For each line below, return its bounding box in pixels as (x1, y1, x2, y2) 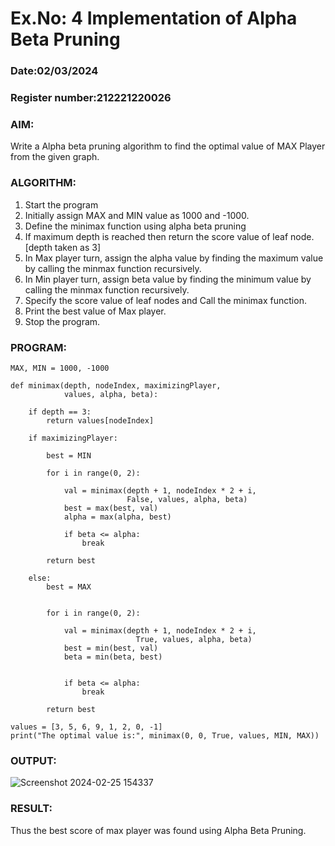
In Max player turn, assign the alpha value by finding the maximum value (24, 252, 324, 264)
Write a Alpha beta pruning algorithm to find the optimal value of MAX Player (10, 140, 326, 152)
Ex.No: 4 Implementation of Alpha (10, 7, 298, 30)
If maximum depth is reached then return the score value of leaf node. (24, 230, 315, 242)
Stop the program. (24, 315, 101, 327)
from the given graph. (10, 151, 100, 163)
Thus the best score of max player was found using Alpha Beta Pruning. (10, 824, 307, 836)
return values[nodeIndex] (46, 415, 155, 426)
